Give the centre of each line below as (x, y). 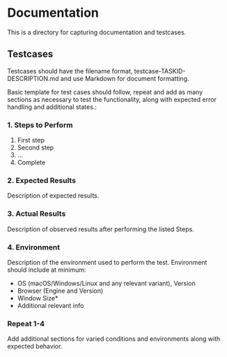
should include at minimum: (47, 270)
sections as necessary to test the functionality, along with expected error (112, 99)
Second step (36, 147)
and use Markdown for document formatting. (125, 78)
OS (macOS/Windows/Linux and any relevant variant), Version (107, 283)
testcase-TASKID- (160, 71)
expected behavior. (35, 347)
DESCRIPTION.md (33, 78)
